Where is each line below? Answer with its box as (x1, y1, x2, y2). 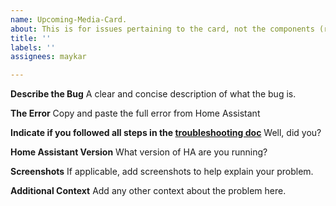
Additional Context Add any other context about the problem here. (10, 185, 287, 197)
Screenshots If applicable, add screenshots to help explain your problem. (10, 166, 314, 178)
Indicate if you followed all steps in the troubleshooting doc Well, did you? (10, 127, 322, 139)
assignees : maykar (10, 52, 87, 62)
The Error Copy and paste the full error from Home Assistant (10, 107, 261, 120)
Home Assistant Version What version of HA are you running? (10, 146, 268, 158)
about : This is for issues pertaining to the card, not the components (10, 24, 315, 34)
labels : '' (10, 42, 56, 53)
